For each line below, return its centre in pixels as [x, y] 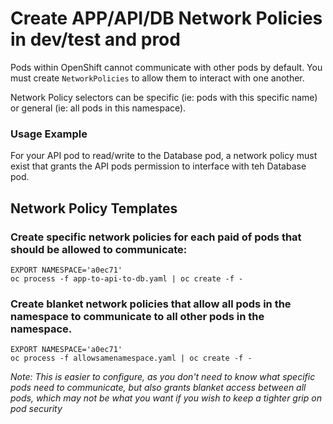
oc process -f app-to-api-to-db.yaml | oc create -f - [127, 278]
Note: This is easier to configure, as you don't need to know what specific [163, 377]
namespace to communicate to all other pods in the [137, 316]
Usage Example [49, 134]
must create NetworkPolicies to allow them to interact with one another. [157, 78]
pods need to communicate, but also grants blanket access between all [158, 388]
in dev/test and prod [95, 39]
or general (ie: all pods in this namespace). [98, 108]
